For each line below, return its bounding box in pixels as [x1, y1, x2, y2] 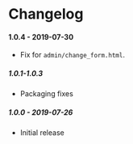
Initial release [19, 128, 64, 138]
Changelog [8, 5, 84, 23]
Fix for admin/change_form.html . [19, 50, 125, 60]
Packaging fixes [19, 89, 74, 99]
